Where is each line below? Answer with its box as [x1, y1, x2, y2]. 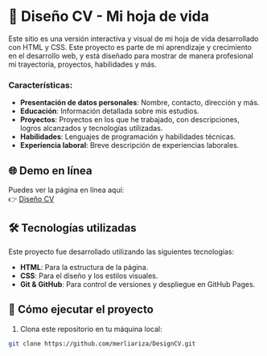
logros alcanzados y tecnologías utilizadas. [19, 124, 163, 133]
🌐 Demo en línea [8, 164, 92, 178]
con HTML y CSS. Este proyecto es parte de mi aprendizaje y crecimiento [8, 42, 252, 51]
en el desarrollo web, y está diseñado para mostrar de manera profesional [8, 51, 253, 60]
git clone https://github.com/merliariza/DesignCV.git [8, 339, 196, 348]
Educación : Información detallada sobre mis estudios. [19, 106, 199, 116]
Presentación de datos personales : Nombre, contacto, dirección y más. [19, 98, 260, 108]
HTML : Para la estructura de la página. [19, 262, 149, 272]
